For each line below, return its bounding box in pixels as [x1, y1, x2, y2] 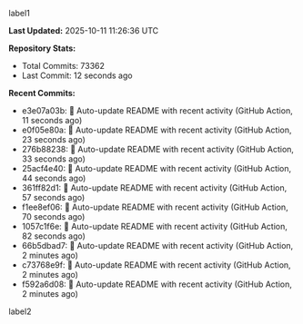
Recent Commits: [8, 88, 76, 98]
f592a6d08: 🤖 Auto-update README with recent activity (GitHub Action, [21, 279, 293, 290]
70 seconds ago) [21, 211, 86, 221]
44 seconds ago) [21, 172, 86, 183]
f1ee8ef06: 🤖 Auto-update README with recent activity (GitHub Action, [21, 201, 288, 212]
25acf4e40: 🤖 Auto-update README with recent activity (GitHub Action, [21, 163, 292, 173]
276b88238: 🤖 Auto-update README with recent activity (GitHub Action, [21, 144, 295, 154]
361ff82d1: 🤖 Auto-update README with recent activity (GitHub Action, [21, 182, 288, 193]
